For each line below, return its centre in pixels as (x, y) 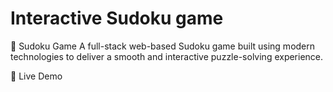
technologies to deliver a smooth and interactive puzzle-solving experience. (167, 56)
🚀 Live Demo (36, 76)
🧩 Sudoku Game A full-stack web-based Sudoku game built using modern (163, 46)
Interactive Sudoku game (117, 18)
